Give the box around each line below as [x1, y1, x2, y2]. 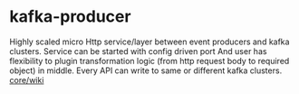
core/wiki [9, 74, 44, 85]
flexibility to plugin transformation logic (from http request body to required [9, 55, 290, 66]
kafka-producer [9, 6, 131, 27]
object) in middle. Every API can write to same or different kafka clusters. [9, 65, 283, 76]
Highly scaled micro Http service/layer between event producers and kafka [9, 36, 290, 47]
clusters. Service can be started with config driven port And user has [9, 45, 267, 56]
